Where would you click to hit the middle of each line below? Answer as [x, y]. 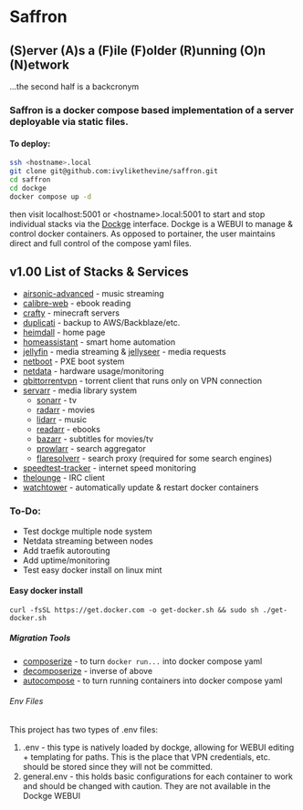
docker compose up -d [51, 197]
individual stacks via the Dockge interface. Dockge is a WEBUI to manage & [151, 223]
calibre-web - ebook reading [77, 304]
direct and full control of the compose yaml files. [100, 243]
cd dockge [28, 188]
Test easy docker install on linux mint [92, 570]
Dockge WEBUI [51, 795]
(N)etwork [40, 64]
